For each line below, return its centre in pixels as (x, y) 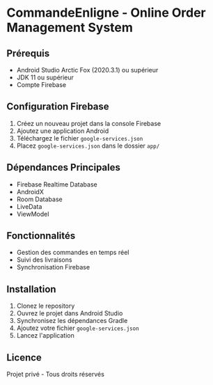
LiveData (29, 206)
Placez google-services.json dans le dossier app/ (88, 146)
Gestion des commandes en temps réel (73, 253)
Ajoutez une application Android (63, 131)
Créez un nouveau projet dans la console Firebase (89, 123)
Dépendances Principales (64, 167)
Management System (70, 28)
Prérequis (28, 53)
